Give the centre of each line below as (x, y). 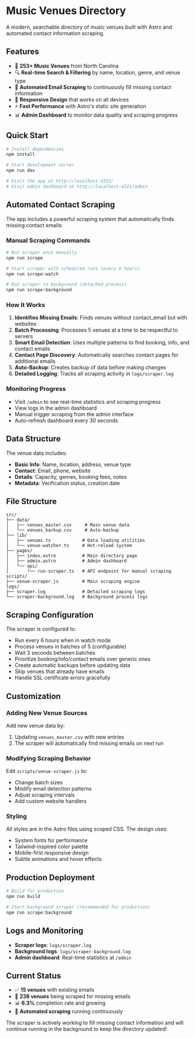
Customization (34, 696)
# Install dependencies (35, 149)
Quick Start (27, 136)
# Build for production (35, 891)
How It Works (26, 305)
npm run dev (20, 171)
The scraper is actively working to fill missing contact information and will (95, 1023)
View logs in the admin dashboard (56, 408)
